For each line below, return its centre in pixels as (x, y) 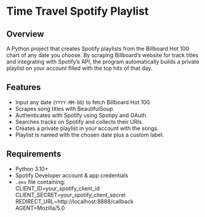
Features (24, 87)
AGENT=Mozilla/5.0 (40, 208)
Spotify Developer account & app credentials (72, 175)
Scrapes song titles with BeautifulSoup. (65, 108)
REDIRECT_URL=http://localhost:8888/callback (74, 201)
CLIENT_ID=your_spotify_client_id (57, 188)
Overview (25, 34)
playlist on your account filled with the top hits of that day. (80, 68)
